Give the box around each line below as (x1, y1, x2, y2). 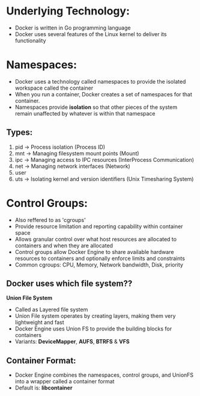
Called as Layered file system (14, 306, 88, 314)
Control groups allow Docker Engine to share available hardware (14, 248, 174, 255)
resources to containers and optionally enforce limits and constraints (14, 255, 185, 262)
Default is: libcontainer (14, 384, 73, 392)
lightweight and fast (14, 319, 64, 326)
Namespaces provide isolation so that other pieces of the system (14, 104, 178, 111)
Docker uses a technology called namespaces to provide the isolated (14, 78, 186, 85)
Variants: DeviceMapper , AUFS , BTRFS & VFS (14, 338, 130, 345)
